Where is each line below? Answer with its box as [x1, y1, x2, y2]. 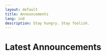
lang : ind [5, 16, 25, 21]
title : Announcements [5, 12, 49, 17]
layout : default [5, 7, 38, 12]
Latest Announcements [5, 42, 102, 53]
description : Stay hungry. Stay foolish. [5, 20, 90, 26]
